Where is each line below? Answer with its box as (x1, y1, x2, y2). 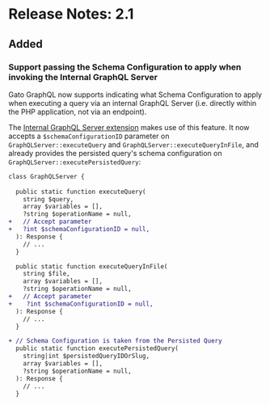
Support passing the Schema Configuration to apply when (8, 61, 242, 73)
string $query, (23, 195, 74, 203)
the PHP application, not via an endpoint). (8, 107, 147, 116)
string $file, (23, 270, 70, 278)
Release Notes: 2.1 (8, 5, 134, 23)
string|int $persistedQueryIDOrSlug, (23, 352, 150, 361)
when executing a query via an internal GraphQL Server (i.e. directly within (8, 98, 257, 108)
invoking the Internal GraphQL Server (8, 71, 158, 82)
